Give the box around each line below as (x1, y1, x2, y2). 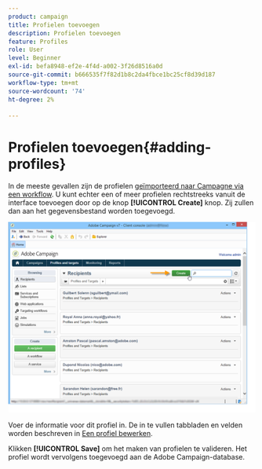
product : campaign (8, 13, 68, 20)
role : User (8, 46, 44, 54)
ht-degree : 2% (8, 95, 55, 104)
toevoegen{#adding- (71, 138, 212, 156)
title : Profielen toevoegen (8, 20, 100, 29)
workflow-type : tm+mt (8, 79, 79, 86)
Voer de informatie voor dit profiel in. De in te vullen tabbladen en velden (8, 420, 243, 430)
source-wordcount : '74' (8, 87, 86, 95)
